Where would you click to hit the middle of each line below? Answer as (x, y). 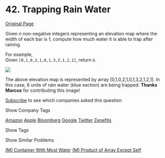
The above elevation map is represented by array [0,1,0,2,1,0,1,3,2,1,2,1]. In (83, 79)
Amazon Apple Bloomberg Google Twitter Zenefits (58, 120)
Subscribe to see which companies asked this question (64, 100)
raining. (13, 44)
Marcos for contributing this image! (43, 90)
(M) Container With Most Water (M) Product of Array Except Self (73, 150)
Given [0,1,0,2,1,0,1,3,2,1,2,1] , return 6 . (51, 60)
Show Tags (17, 130)
